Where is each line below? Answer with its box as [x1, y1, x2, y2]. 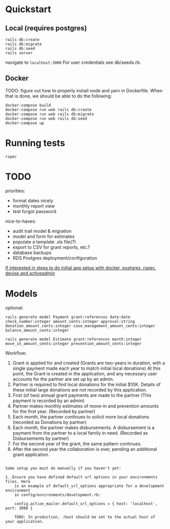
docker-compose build [5, 102, 51, 108]
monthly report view [12, 203, 55, 209]
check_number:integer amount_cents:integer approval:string [5, 319, 135, 324]
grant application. [12, 451, 50, 457]
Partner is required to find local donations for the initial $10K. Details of [12, 381, 161, 387]
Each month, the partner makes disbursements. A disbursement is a [12, 425, 155, 431]
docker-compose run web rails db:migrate [5, 112, 94, 117]
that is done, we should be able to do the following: [5, 93, 112, 99]
